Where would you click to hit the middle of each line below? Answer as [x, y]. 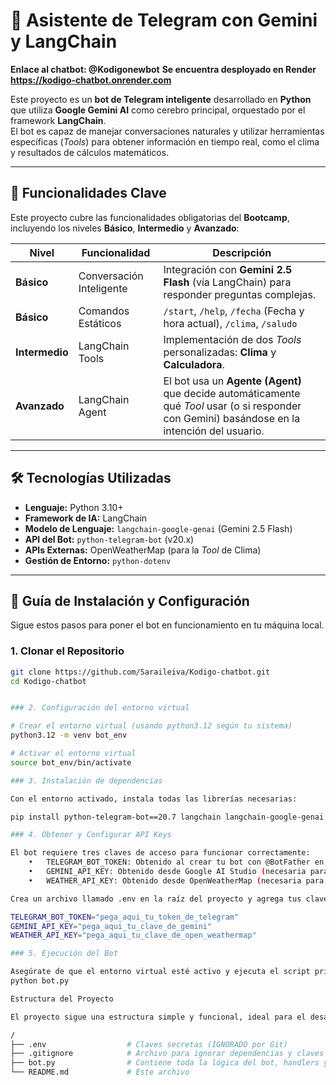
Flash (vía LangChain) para [227, 282]
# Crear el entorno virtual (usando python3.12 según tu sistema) [151, 726]
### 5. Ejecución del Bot [64, 954]
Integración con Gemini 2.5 [228, 269]
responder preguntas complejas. [240, 294]
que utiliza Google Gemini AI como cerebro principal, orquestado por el [158, 110]
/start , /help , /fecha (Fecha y [234, 311]
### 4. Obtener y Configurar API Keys [91, 835]
